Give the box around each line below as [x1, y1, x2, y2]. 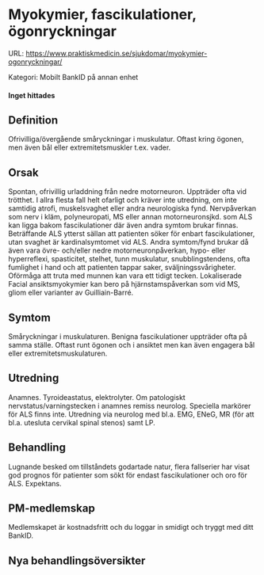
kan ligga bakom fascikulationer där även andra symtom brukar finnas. [8, 220, 239, 230]
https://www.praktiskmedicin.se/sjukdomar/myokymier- [25, 48, 208, 58]
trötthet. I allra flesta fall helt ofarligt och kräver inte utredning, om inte [8, 196, 238, 205]
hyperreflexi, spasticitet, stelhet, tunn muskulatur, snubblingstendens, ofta [8, 254, 251, 264]
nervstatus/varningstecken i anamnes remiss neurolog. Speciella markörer [8, 401, 251, 410]
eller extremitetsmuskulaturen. [8, 348, 108, 358]
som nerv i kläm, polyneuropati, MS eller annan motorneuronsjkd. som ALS [8, 212, 253, 222]
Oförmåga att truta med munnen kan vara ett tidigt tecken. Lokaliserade [8, 271, 243, 280]
